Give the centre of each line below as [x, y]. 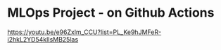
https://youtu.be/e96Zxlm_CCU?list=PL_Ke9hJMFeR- [84, 32]
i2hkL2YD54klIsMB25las [43, 39]
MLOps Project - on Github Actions [111, 13]
